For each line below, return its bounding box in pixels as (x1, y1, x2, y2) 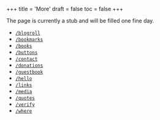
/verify (15, 102, 35, 108)
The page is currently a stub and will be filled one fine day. (6, 17, 154, 24)
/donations (15, 62, 44, 69)
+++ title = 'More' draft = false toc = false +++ (6, 6, 124, 12)
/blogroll (15, 30, 41, 36)
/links (15, 82, 32, 88)
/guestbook (15, 69, 44, 75)
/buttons (15, 50, 38, 56)
